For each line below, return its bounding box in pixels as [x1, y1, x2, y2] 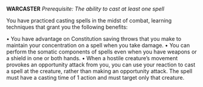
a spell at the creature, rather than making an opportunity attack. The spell [6, 68, 193, 75]
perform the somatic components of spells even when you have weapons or [6, 48, 198, 55]
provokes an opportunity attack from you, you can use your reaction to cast [6, 61, 196, 68]
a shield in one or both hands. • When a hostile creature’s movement [6, 55, 178, 61]
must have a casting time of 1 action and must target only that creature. [6, 74, 185, 81]
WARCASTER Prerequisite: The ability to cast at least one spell [6, 5, 165, 12]
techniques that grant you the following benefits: [6, 24, 128, 30]
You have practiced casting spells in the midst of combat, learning [6, 17, 172, 24]
